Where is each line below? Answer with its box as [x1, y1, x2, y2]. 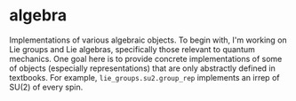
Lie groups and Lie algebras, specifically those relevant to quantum [9, 43, 256, 54]
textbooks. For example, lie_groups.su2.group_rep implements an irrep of [9, 72, 280, 82]
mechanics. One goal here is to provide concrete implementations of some [9, 53, 283, 64]
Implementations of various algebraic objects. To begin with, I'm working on [9, 35, 287, 45]
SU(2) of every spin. [9, 82, 84, 92]
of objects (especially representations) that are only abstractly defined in [9, 63, 276, 74]
